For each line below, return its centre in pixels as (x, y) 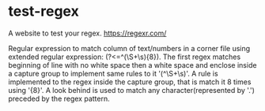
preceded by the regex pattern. (59, 98)
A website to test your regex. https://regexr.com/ (87, 33)
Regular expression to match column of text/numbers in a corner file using (129, 48)
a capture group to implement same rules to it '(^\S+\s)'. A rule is (114, 73)
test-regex (44, 11)
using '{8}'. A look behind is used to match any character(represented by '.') (132, 90)
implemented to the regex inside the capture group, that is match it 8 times (130, 82)
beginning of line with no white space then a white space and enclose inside (132, 65)
